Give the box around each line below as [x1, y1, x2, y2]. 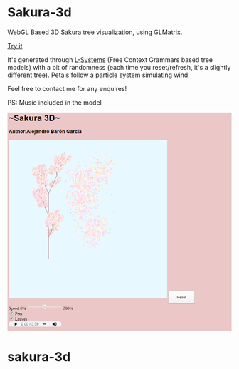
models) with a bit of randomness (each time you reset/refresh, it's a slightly [7, 63, 231, 71]
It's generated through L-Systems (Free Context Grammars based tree [7, 55, 213, 64]
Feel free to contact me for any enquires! [7, 84, 127, 93]
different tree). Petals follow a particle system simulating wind [7, 71, 188, 79]
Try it [7, 41, 23, 50]
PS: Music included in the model [7, 98, 102, 107]
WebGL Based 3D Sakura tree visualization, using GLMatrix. [7, 28, 183, 36]
